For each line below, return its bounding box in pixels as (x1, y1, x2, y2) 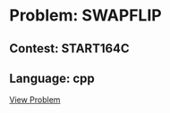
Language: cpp (9, 70, 96, 85)
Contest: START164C (9, 41, 130, 56)
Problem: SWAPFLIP (9, 5, 163, 26)
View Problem (9, 94, 61, 105)
